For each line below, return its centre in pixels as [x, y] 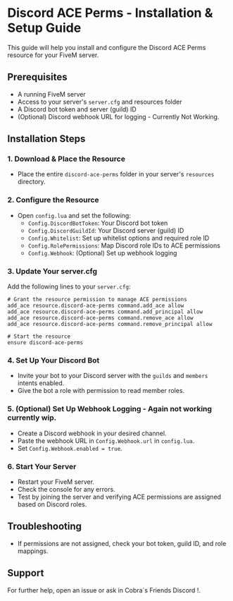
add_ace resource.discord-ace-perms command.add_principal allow [105, 312]
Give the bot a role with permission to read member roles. [101, 391]
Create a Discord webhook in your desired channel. [92, 433]
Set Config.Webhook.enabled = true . [70, 448]
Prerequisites [37, 77]
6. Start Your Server [42, 466]
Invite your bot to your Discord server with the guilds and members [113, 376]
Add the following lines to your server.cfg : [69, 286]
